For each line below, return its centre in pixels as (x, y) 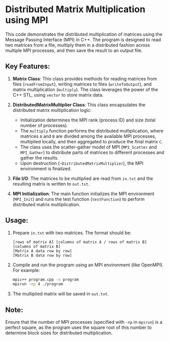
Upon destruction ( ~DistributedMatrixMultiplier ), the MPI (82, 163)
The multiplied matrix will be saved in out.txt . (61, 294)
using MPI (27, 20)
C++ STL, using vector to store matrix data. (58, 95)
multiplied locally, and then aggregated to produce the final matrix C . (92, 141)
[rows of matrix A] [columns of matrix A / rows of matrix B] (80, 242)
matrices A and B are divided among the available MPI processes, (88, 136)
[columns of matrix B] (37, 246)
